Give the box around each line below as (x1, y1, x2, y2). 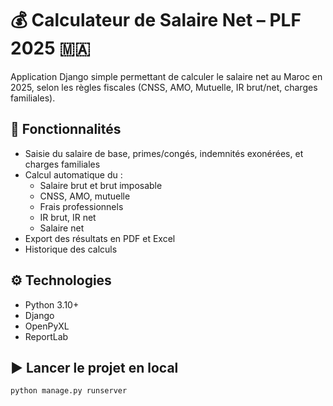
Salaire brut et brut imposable (39, 179, 163, 191)
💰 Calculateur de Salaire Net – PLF (10, 9, 302, 32)
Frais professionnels (39, 200, 124, 212)
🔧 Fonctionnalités (10, 121, 122, 138)
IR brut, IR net (39, 211, 97, 223)
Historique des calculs (24, 243, 118, 255)
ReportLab (24, 330, 69, 342)
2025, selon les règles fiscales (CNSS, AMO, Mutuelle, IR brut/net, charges (10, 81, 318, 93)
